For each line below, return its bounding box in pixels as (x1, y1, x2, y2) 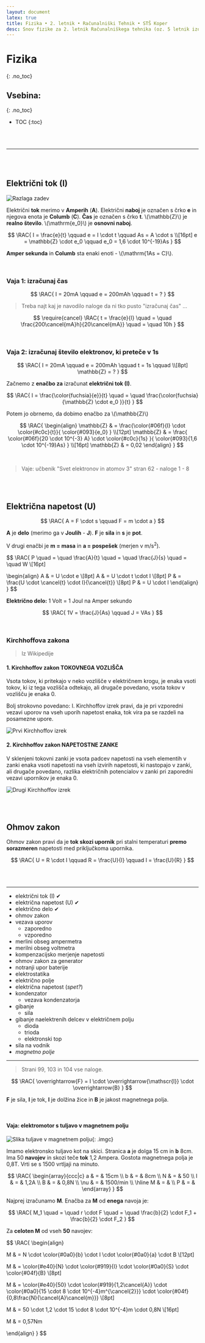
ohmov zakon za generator (15, 957, 84, 965)
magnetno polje (15, 1048, 55, 1056)
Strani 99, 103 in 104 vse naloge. (21, 1066, 104, 1073)
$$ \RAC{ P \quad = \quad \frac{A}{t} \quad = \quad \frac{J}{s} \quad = (6, 554, 187, 561)
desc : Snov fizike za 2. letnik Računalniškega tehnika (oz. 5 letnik (6, 26, 190, 32)
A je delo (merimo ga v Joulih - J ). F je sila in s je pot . (6, 529, 143, 536)
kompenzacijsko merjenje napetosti (15, 951, 105, 958)
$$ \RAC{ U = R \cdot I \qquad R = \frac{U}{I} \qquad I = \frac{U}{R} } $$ (10, 857, 195, 864)
